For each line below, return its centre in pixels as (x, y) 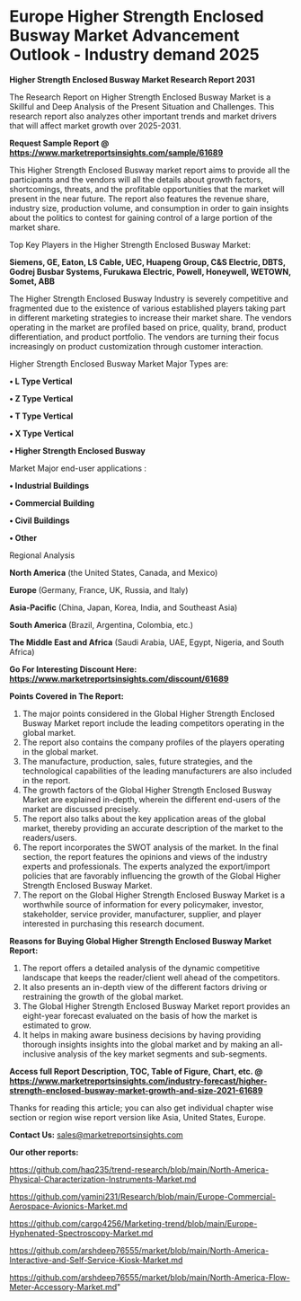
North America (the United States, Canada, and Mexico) (114, 572)
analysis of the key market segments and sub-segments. (162, 1054)
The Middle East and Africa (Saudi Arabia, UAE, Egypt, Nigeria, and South (147, 642)
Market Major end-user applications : (78, 468)
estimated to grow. (57, 1025)
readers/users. (49, 837)
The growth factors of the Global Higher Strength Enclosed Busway (147, 790)
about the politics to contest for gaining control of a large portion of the (141, 217)
